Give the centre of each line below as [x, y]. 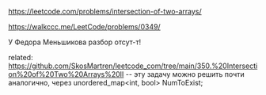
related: [21, 57]
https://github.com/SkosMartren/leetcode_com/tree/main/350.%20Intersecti [133, 66]
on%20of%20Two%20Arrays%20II [66, 74]
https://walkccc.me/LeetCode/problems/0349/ [84, 27]
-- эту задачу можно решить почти [185, 74]
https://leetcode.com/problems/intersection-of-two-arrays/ [105, 11]
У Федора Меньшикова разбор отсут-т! [74, 42]
